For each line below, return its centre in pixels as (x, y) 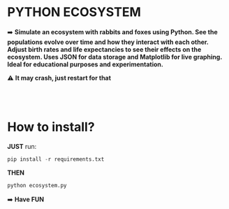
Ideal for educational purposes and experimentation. (86, 64)
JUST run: (22, 146)
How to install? (51, 127)
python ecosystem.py (37, 185)
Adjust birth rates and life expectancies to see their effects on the (104, 49)
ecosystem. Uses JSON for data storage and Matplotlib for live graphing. (114, 57)
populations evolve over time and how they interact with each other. (108, 42)
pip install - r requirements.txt (56, 159)
